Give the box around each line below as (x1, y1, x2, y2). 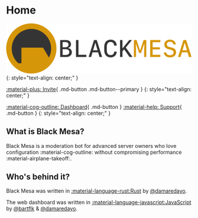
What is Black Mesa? (6, 127, 85, 137)
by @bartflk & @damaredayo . (6, 205, 78, 212)
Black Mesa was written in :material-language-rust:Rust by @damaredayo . (6, 187, 187, 194)
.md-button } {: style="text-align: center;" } (6, 110, 111, 117)
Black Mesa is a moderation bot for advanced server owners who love (6, 142, 177, 149)
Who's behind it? (6, 171, 70, 181)
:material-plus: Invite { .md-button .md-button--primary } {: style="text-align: (6, 85, 192, 93)
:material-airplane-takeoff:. (6, 154, 72, 162)
